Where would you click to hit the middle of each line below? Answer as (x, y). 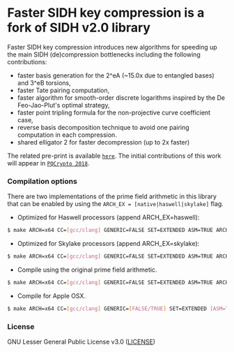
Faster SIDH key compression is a (106, 13)
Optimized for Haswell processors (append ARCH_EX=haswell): (108, 217)
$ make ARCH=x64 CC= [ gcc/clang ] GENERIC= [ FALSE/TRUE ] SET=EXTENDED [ (110, 309)
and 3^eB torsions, (44, 82)
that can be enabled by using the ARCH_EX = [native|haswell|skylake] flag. (116, 204)
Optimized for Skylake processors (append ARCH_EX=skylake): (108, 244)
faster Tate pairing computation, (63, 90)
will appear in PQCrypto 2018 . (48, 163)
